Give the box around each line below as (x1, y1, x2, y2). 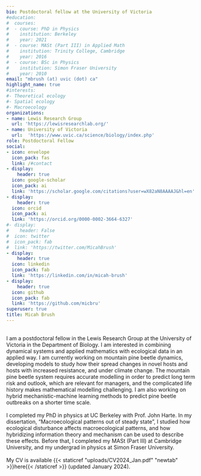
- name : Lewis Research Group (6, 115, 82, 121)
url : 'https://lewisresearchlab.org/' (11, 121, 110, 127)
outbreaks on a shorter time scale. (6, 399, 91, 406)
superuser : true (6, 306, 47, 313)
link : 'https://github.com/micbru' (11, 300, 101, 306)
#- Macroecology (6, 104, 47, 110)
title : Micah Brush (6, 312, 55, 318)
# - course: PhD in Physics (6, 25, 79, 32)
